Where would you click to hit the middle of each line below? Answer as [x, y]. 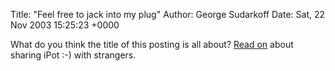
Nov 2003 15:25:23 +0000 [65, 25]
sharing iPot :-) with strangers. [73, 55]
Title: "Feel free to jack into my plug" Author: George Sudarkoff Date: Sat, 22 [168, 14]
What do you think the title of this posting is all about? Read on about [152, 44]
